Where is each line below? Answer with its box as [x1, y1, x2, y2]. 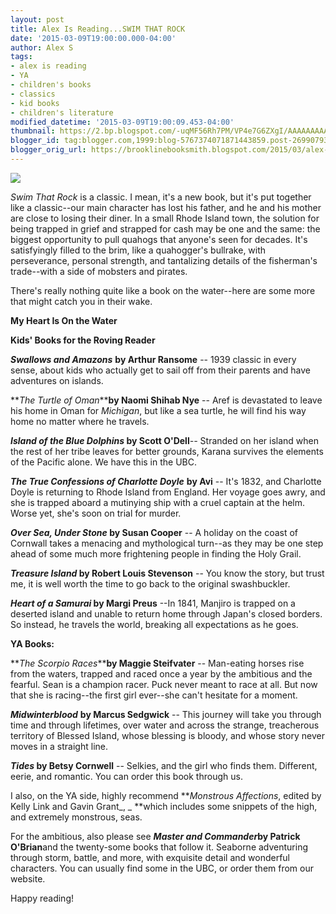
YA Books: [10, 637, 55, 650]
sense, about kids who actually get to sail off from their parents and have [10, 364, 311, 376]
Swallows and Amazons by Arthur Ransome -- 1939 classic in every [10, 353, 297, 365]
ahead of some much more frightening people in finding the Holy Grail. [10, 547, 302, 560]
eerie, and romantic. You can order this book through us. [10, 770, 243, 782]
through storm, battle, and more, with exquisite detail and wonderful [10, 851, 290, 863]
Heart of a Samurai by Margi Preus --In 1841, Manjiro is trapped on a [10, 597, 296, 609]
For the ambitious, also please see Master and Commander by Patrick [10, 830, 301, 842]
